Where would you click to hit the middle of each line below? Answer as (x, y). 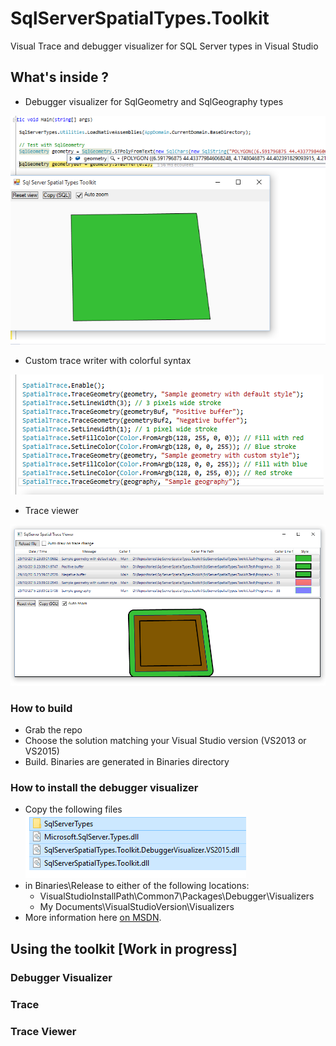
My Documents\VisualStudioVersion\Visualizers (137, 907)
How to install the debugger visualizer (104, 788)
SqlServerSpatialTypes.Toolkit (140, 18)
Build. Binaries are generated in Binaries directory (127, 762)
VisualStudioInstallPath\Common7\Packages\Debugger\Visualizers (177, 896)
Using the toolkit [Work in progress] (124, 948)
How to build (41, 708)
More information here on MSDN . (93, 918)
